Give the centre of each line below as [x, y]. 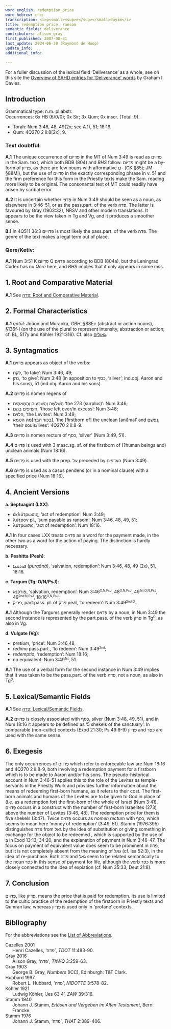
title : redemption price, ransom [41, 24]
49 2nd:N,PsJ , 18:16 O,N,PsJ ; [36, 597]
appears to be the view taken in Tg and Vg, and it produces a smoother [80, 215]
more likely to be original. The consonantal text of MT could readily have [81, 184]
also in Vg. [16, 623]
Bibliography [26, 923]
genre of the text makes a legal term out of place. [57, 236]
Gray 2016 [16, 956]
